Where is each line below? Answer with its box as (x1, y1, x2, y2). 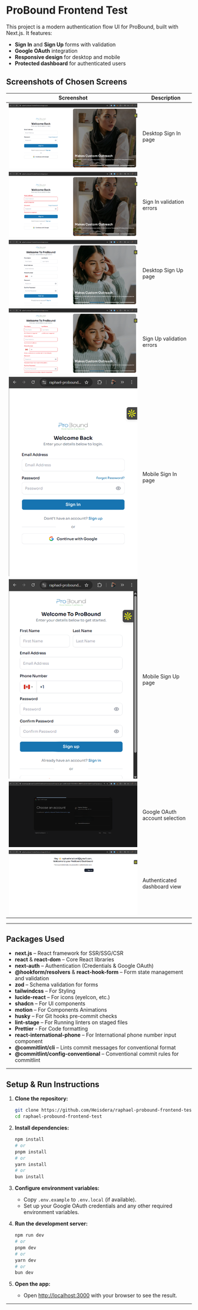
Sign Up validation (142, 335, 187, 342)
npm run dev (14, 1232, 44, 1238)
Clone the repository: (14, 1095, 68, 1102)
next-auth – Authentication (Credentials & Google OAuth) (14, 963, 154, 970)
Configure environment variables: (14, 1185, 100, 1192)
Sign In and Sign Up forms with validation (14, 41, 116, 48)
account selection (142, 815, 186, 822)
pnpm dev (14, 1244, 37, 1251)
